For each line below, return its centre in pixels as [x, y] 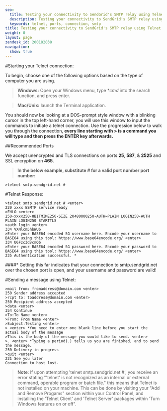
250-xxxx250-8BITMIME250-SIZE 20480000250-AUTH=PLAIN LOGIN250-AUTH [78, 216]
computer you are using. [30, 81]
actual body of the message [34, 332]
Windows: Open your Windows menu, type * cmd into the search [84, 90]
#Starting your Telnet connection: [40, 66]
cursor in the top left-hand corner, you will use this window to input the [78, 120]
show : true [21, 51]
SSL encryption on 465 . [30, 160]
